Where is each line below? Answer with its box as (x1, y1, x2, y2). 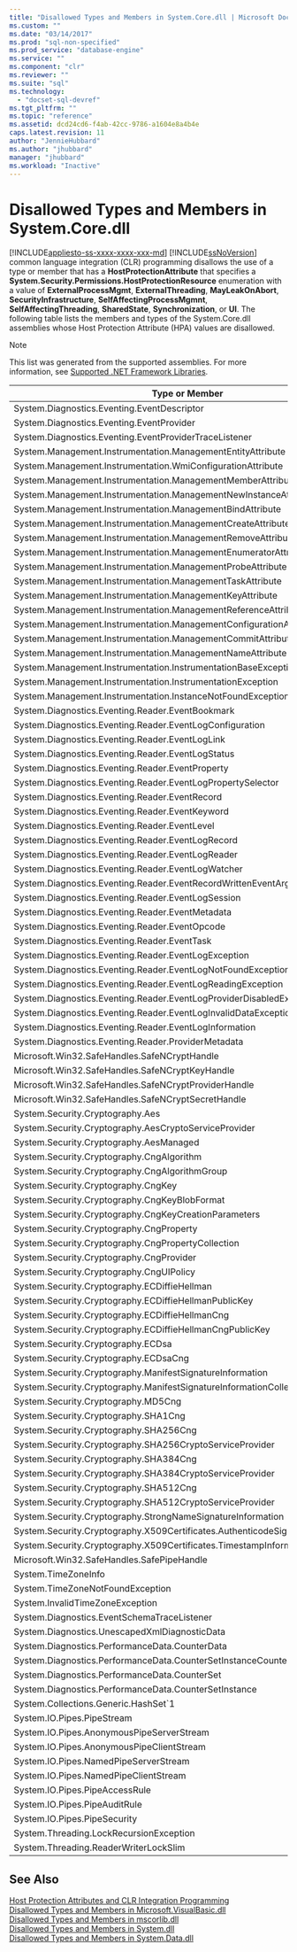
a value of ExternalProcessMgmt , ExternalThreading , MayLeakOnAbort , (9, 285, 279, 296)
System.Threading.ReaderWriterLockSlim (13, 1841, 186, 1854)
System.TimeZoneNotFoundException (13, 1583, 171, 1595)
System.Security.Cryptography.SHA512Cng (13, 1482, 197, 1494)
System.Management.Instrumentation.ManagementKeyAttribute (13, 590, 278, 602)
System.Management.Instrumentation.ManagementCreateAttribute (13, 517, 290, 530)
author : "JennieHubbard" (9, 136, 101, 145)
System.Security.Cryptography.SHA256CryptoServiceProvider (13, 1438, 276, 1451)
